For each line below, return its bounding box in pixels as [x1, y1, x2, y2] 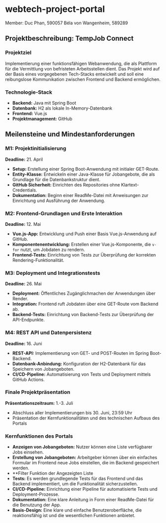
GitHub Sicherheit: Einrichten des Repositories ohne [12, 182, 120, 188]
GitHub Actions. [12, 376, 45, 383]
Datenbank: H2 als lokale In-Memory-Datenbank [12, 105, 112, 111]
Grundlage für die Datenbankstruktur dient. [12, 176, 101, 182]
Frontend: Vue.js [12, 110, 47, 116]
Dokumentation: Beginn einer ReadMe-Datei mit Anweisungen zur [12, 192, 149, 198]
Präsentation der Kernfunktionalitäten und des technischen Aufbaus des [12, 415, 160, 421]
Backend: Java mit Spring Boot [12, 100, 76, 106]
